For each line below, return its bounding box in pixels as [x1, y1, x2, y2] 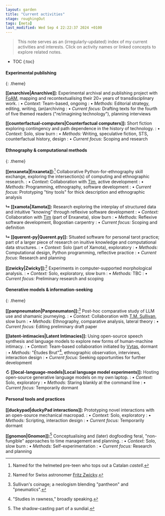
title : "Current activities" [5, 12, 65, 17]
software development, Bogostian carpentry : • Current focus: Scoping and [5, 220, 158, 225]
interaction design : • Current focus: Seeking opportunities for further [5, 355, 146, 360]
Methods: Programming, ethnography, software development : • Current [5, 184, 151, 190]
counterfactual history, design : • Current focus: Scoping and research [5, 136, 148, 142]
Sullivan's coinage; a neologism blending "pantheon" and [12, 481, 129, 487]
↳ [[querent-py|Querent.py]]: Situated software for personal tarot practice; [5, 234, 160, 240]
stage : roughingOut [5, 16, 46, 21]
